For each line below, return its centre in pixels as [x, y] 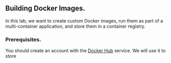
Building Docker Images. [45, 8]
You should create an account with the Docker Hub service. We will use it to [85, 51]
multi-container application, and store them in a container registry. [75, 26]
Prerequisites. [23, 39]
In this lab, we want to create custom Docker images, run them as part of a [84, 20]
